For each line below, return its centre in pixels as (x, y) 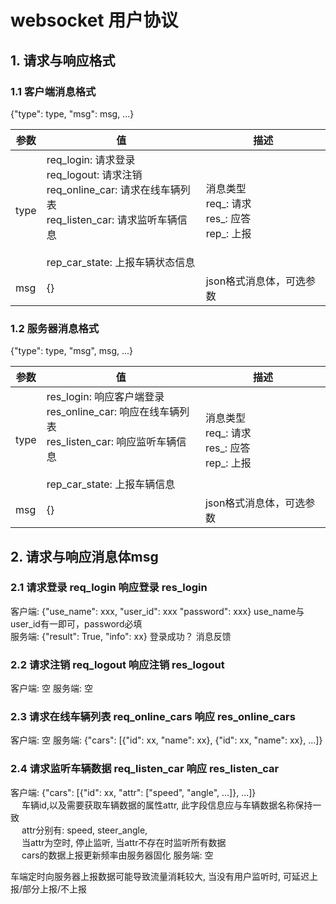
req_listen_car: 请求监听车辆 (112, 219)
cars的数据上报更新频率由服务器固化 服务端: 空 (117, 855)
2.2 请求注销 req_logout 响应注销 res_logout (117, 664)
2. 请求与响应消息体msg (84, 556)
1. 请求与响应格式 (63, 60)
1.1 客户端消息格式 (53, 91)
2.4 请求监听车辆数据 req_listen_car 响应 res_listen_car (145, 769)
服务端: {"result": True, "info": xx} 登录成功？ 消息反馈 (121, 636)
